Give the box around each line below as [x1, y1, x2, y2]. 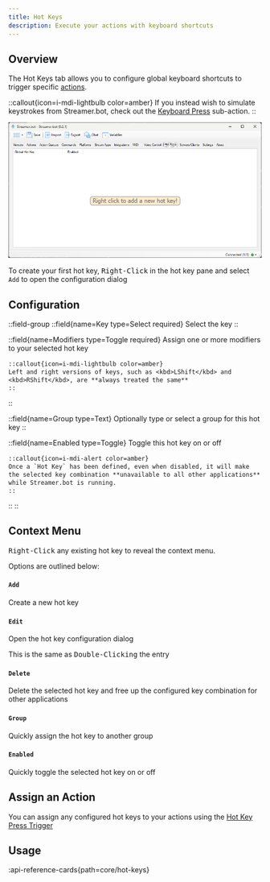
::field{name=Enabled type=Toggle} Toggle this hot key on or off [8, 438, 222, 448]
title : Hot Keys [8, 13, 63, 21]
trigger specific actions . [8, 82, 87, 92]
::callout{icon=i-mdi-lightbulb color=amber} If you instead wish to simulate [8, 97, 256, 108]
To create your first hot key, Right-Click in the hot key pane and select [8, 266, 250, 275]
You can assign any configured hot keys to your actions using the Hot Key [8, 812, 253, 822]
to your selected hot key [8, 343, 88, 354]
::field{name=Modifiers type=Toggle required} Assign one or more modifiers [8, 335, 261, 345]
